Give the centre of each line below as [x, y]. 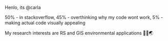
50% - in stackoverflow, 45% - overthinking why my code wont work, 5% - [84, 17]
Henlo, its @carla [23, 7]
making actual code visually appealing [45, 23]
